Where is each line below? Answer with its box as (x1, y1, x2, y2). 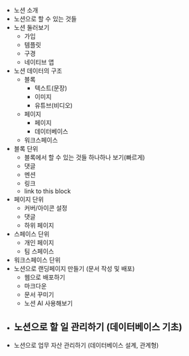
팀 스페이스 (24, 247, 54, 255)
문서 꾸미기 (24, 290, 54, 299)
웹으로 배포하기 (24, 273, 66, 281)
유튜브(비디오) (34, 101, 73, 109)
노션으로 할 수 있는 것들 (13, 15, 78, 23)
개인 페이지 (24, 238, 54, 247)
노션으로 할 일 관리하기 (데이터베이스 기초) (13, 321, 183, 333)
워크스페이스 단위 (13, 256, 61, 264)
